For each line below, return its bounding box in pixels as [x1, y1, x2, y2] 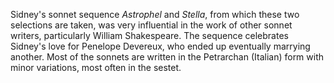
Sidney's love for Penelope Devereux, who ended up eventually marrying [10, 40, 311, 52]
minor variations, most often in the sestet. [10, 62, 182, 73]
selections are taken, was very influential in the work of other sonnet [10, 19, 293, 31]
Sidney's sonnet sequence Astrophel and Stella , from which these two [10, 9, 300, 20]
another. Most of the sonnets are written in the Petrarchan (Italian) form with [10, 51, 325, 63]
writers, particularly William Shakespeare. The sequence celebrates [10, 30, 289, 41]
